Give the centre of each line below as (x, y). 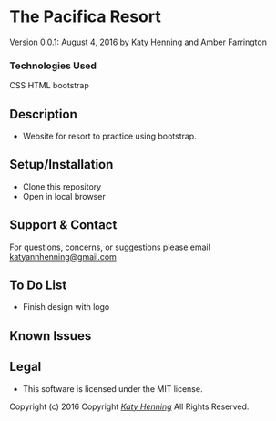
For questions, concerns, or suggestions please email (110, 247)
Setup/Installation (61, 164)
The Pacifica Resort (85, 17)
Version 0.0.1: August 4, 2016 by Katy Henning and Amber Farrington (138, 42)
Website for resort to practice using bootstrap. (110, 136)
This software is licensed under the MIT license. (112, 388)
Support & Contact (63, 225)
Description (43, 114)
